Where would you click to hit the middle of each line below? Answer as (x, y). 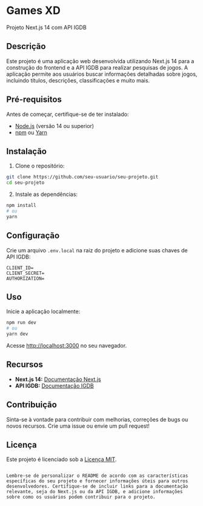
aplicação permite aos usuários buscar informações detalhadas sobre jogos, (102, 74)
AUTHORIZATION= (25, 278)
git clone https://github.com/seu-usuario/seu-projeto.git (82, 177)
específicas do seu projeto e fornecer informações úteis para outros (97, 481)
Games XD (33, 11)
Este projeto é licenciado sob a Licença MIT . (62, 459)
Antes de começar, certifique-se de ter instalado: (68, 114)
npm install (21, 206)
